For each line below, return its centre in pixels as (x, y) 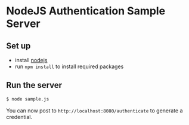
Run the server (34, 85)
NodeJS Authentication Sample (86, 11)
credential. (19, 117)
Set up (18, 46)
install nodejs (31, 60)
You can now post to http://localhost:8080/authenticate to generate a (94, 110)
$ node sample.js (28, 99)
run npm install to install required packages (69, 66)
